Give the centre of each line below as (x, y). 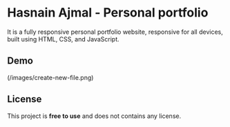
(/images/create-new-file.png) (50, 77)
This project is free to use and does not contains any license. (94, 116)
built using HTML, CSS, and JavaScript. (63, 39)
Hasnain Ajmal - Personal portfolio (108, 13)
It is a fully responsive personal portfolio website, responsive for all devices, (115, 32)
